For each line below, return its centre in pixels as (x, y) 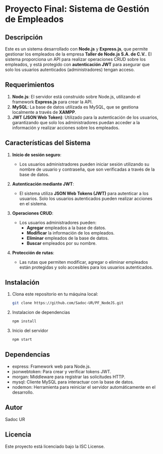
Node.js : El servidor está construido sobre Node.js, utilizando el (76, 96)
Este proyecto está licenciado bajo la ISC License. (55, 446)
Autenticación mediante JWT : (43, 184)
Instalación (22, 282)
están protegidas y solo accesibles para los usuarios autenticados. (86, 267)
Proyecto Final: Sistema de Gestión (77, 9)
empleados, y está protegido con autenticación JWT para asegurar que (77, 64)
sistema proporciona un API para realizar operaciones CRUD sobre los (75, 59)
